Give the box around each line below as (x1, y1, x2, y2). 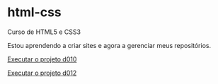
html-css (7, 4, 62, 20)
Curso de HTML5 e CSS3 (7, 28, 81, 36)
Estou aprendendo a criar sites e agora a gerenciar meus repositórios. (7, 41, 211, 49)
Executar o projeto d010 (7, 54, 77, 64)
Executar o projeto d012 (7, 68, 77, 77)
